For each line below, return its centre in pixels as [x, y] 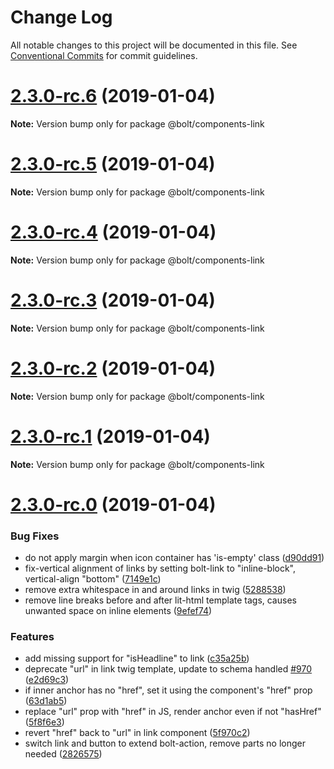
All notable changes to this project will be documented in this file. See [154, 45]
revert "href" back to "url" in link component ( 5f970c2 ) [137, 733]
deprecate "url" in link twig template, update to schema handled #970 [168, 669]
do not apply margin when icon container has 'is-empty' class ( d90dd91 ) [174, 558]
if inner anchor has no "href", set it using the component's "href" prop [168, 690]
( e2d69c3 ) [47, 680]
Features [32, 636]
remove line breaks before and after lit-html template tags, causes [160, 600]
